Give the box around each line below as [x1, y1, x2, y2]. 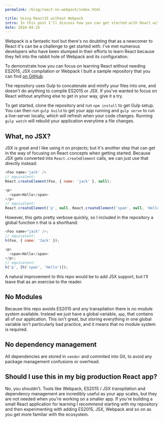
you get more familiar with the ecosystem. [5, 411, 89, 417]
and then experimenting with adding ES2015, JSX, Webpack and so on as [5, 406, 152, 412]
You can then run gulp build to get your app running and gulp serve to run [5, 108, 155, 114]
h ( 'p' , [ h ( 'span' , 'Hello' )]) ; [5, 265, 68, 270]
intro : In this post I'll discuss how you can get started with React [5, 20, 151, 25]
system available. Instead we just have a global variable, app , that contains [5, 311, 153, 317]
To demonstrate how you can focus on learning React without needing [5, 63, 146, 69]
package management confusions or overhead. [5, 358, 100, 364]
